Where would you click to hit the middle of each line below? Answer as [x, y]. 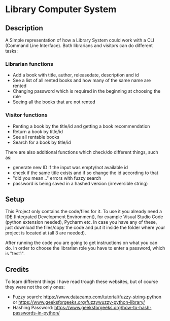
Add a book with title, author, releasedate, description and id [76, 75]
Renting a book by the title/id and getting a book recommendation [81, 126]
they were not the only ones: [35, 287]
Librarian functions [29, 64]
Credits [17, 269]
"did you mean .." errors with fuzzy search [57, 178]
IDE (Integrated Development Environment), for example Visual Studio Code [84, 217]
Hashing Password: [33, 308]
